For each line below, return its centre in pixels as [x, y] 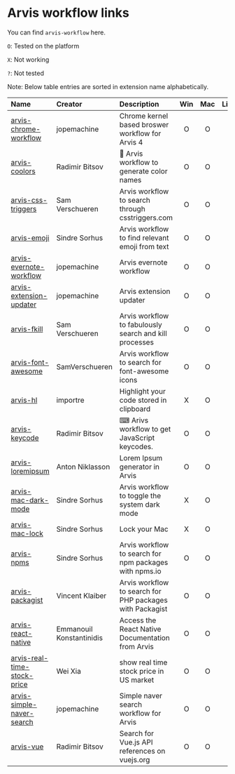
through [132, 208]
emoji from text [144, 246]
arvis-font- [30, 362]
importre [71, 400]
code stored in [143, 400]
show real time [143, 662]
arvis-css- [29, 200]
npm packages [144, 562]
